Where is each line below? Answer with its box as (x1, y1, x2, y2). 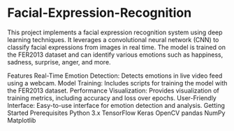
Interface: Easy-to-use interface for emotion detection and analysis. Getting (7, 101, 226, 109)
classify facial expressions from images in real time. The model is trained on (7, 43, 226, 51)
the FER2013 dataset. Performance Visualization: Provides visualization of (7, 86, 220, 95)
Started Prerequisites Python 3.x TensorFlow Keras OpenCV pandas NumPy (7, 109, 226, 117)
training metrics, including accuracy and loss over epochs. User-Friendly (7, 93, 217, 102)
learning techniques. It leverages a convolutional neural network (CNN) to (7, 35, 219, 43)
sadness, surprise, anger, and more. (7, 57, 111, 66)
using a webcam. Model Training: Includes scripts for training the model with (7, 78, 228, 87)
